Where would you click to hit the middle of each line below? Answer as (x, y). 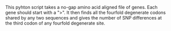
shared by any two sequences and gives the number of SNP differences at (83, 18)
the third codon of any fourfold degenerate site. (55, 23)
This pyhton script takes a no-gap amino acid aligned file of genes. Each (81, 7)
